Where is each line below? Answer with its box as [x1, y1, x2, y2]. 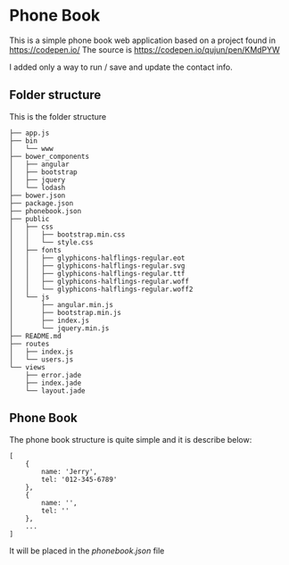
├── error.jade [25, 370, 82, 379]
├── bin [9, 136, 38, 145]
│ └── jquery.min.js [9, 323, 110, 333]
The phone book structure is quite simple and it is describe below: [9, 434, 252, 445]
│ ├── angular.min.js [9, 300, 114, 309]
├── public [9, 214, 50, 223]
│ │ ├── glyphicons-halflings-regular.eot [9, 253, 186, 262]
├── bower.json [9, 191, 66, 200]
